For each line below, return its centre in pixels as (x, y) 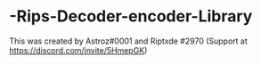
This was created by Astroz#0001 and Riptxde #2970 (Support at (128, 41)
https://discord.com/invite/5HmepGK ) (78, 50)
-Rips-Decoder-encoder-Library (131, 16)
